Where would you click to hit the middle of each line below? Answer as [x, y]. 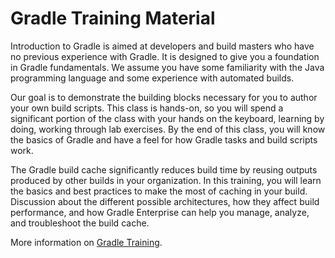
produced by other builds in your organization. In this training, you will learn [166, 180]
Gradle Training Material [113, 18]
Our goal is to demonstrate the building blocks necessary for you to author [164, 97]
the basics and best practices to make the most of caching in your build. [159, 191]
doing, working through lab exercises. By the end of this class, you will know [168, 129]
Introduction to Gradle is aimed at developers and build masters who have [162, 46]
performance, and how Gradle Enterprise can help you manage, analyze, [160, 212]
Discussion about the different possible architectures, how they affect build [165, 201]
